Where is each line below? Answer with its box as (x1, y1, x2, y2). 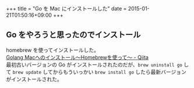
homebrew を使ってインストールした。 (6, 46, 100, 54)
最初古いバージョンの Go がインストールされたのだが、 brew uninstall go (6, 61, 182, 68)
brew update (12, 69, 42, 75)
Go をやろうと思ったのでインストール (6, 30, 141, 40)
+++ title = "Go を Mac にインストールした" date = (6, 5, 127, 12)
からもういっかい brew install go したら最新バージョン (52, 68, 186, 75)
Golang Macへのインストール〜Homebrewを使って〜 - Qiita (6, 54, 149, 61)
